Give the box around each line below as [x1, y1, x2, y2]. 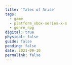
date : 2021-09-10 [5, 48, 41, 53]
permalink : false [5, 52, 41, 58]
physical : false [5, 35, 38, 40]
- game [9, 16, 23, 21]
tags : [5, 12, 16, 17]
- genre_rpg [9, 25, 35, 30]
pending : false [5, 43, 36, 48]
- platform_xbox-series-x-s [9, 21, 68, 26]
